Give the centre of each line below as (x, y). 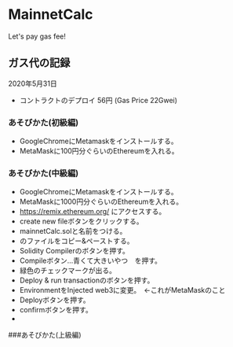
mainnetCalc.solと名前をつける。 (73, 231)
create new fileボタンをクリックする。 (81, 221)
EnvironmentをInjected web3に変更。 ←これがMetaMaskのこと (122, 290)
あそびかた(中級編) (44, 173)
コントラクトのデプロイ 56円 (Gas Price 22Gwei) (98, 100)
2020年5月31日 (33, 83)
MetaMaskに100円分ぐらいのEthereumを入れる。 (99, 151)
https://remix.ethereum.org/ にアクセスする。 (93, 212)
